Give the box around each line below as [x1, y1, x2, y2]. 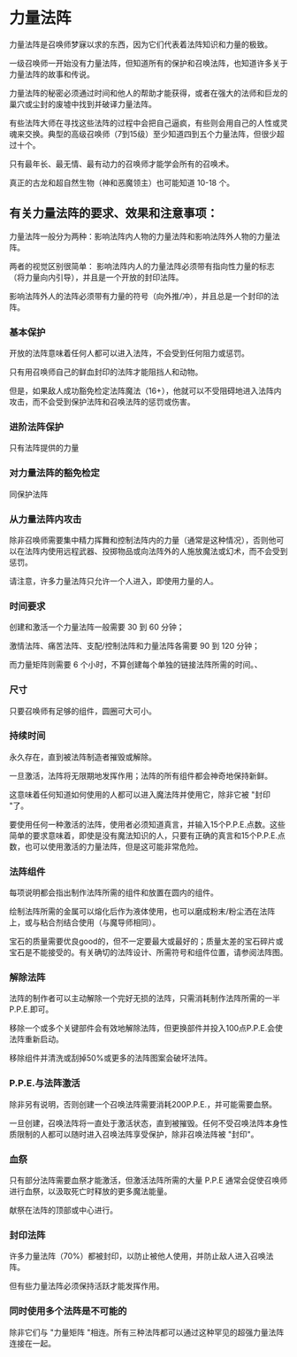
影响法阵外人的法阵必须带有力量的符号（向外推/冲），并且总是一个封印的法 [9, 290, 280, 301]
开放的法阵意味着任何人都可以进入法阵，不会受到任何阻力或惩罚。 [9, 348, 249, 359]
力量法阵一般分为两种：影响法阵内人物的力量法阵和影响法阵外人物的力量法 [9, 231, 280, 242]
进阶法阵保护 [9, 420, 65, 433]
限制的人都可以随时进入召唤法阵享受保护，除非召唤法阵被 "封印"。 [16, 1129, 259, 1139]
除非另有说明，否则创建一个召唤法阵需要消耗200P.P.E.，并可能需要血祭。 [9, 1099, 277, 1109]
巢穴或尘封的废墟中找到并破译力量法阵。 [9, 98, 156, 109]
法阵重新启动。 [9, 1034, 64, 1045]
